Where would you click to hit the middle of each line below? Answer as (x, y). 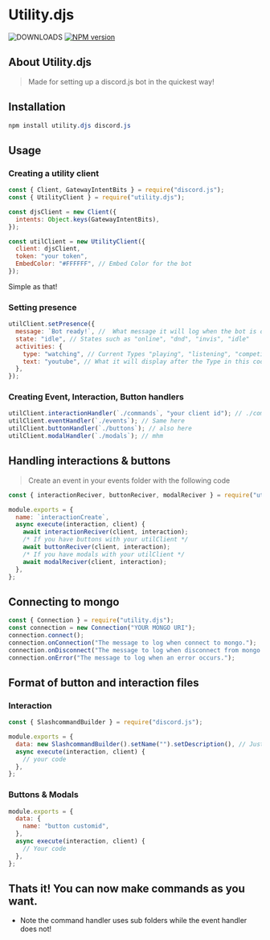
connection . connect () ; (46, 635)
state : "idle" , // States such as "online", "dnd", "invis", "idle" (133, 339)
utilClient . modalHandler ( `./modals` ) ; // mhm (86, 436)
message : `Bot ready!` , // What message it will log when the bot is (136, 332)
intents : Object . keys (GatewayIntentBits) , (88, 219)
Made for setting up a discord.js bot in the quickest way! (121, 81)
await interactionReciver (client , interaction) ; (106, 532)
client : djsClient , (48, 249)
